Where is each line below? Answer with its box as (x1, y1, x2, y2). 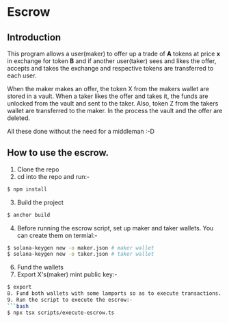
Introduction (7, 32, 62, 43)
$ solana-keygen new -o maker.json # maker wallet (7, 244, 154, 251)
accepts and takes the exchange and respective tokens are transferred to (7, 64, 214, 72)
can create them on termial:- (16, 231, 98, 239)
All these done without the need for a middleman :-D (7, 128, 155, 135)
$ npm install (7, 186, 48, 193)
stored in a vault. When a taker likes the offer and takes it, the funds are (7, 92, 208, 100)
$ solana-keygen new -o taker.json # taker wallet (7, 251, 154, 258)
